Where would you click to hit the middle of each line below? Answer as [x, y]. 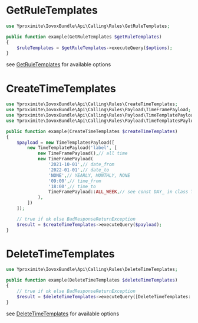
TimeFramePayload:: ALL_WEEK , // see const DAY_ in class [118, 192]
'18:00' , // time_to [72, 186]
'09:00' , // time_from [75, 181]
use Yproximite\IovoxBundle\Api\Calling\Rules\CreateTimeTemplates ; [92, 104]
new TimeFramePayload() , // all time [82, 154]
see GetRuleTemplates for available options [59, 64]
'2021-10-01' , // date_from [81, 164]
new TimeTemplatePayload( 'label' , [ [72, 148]
